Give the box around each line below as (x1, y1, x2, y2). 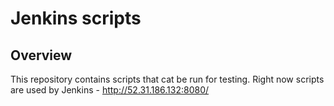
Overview (10, 47, 73, 64)
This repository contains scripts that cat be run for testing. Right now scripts (10, 73, 325, 85)
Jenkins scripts (10, 7, 142, 30)
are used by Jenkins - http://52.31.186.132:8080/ (10, 84, 210, 96)
